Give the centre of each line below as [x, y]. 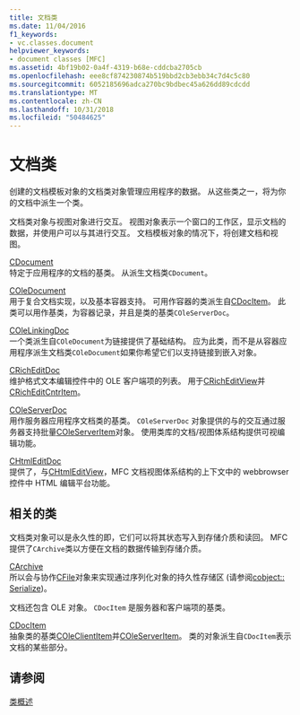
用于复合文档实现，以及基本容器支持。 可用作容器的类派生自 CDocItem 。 [142, 301]
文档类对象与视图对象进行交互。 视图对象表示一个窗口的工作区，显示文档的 [148, 222]
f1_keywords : [34, 34]
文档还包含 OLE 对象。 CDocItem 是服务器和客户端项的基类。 [120, 607]
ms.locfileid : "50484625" [57, 118]
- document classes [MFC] [57, 59]
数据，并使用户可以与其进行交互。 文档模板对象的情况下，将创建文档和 [140, 233]
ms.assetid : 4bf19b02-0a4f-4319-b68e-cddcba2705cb [106, 68]
